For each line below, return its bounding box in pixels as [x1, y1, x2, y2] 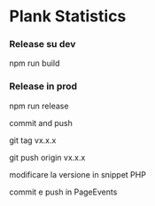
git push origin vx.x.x [9, 152, 86, 162]
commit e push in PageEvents [9, 186, 118, 197]
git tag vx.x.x [9, 135, 57, 146]
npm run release [9, 100, 69, 111]
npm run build [9, 58, 60, 68]
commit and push [9, 117, 73, 128]
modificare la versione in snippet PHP [9, 169, 146, 179]
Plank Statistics [9, 6, 127, 27]
